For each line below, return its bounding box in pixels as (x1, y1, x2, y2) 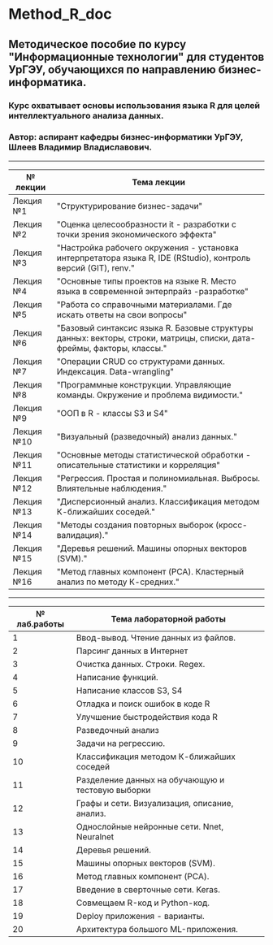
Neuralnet (76, 830, 115, 842)
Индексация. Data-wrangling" (56, 366, 175, 377)
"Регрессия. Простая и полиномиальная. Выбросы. (56, 472, 261, 483)
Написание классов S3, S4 (76, 684, 183, 696)
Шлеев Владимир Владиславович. (8, 141, 153, 153)
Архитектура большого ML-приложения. (76, 923, 238, 934)
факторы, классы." (93, 342, 167, 353)
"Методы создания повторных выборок (56, 519, 214, 531)
